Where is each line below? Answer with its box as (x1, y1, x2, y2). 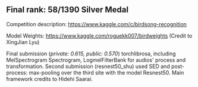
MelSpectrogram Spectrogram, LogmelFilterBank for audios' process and (6, 56, 186, 63)
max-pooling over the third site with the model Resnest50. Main (29, 69, 184, 76)
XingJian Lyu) (6, 38, 40, 45)
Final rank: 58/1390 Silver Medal (6, 5, 129, 15)
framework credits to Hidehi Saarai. (6, 75, 93, 82)
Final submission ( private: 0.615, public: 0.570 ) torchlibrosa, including (6, 50, 177, 57)
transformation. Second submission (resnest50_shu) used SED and (6, 63, 171, 70)
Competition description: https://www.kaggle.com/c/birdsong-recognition (6, 20, 187, 27)
